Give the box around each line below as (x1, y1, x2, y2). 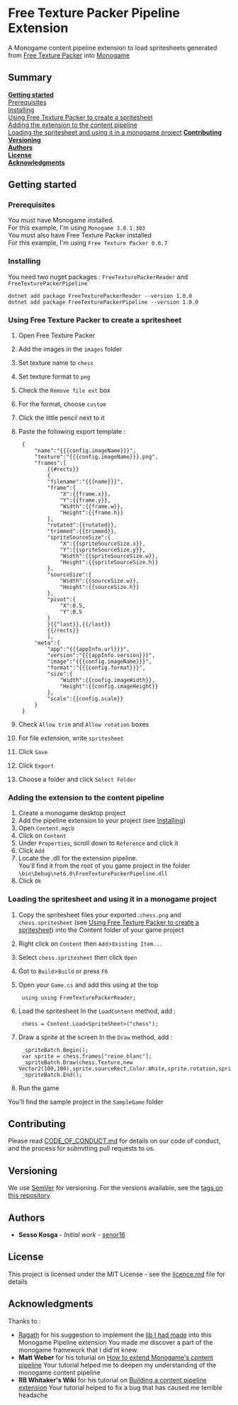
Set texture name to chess (18, 359, 94, 367)
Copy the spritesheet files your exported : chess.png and (18, 910, 181, 919)
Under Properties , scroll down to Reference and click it (18, 839, 179, 848)
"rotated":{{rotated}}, (47, 522, 118, 529)
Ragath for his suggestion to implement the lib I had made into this (18, 1331, 212, 1339)
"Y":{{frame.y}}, (59, 497, 111, 504)
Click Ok (18, 877, 42, 885)
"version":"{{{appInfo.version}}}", (47, 652, 155, 659)
